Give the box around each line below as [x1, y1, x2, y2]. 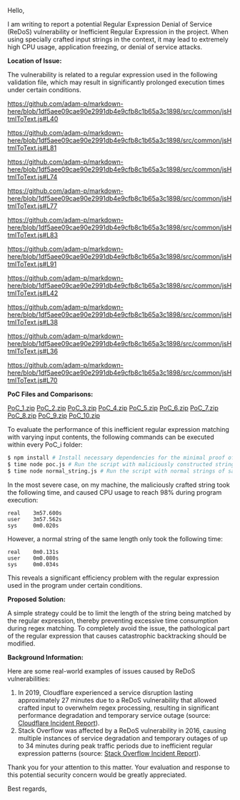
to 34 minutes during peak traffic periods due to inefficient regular [17, 741, 213, 750]
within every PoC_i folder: [7, 440, 83, 449]
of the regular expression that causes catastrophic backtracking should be [7, 631, 227, 640]
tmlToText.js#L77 [7, 202, 58, 210]
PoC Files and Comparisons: [7, 390, 94, 398]
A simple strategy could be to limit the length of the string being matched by [7, 608, 231, 617]
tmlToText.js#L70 [7, 376, 58, 385]
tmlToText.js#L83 [7, 231, 59, 239]
